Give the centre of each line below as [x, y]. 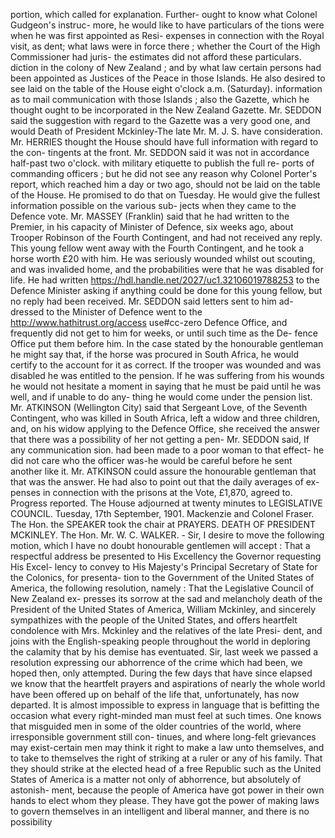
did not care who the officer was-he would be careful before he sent [151, 460]
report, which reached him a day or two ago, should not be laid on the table [165, 184]
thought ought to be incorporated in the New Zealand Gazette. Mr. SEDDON [166, 110]
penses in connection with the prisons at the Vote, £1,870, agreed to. [151, 492]
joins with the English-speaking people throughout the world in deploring [160, 641]
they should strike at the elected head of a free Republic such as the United [166, 768]
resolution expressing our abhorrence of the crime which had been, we [156, 662]
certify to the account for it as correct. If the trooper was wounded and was [166, 365]
